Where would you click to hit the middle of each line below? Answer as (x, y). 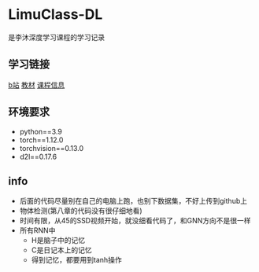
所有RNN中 (37, 230)
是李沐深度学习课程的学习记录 (56, 37)
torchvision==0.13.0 (52, 148)
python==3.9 (41, 131)
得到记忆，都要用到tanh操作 (76, 260)
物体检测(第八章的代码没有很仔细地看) (81, 211)
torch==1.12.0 (41, 140)
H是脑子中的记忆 (58, 241)
